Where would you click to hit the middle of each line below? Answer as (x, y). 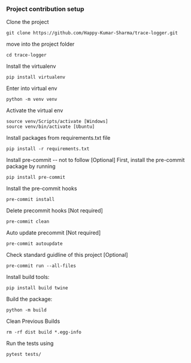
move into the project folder (40, 44)
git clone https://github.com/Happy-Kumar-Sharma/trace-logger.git (92, 33)
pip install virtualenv (36, 77)
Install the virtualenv (31, 66)
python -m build (26, 310)
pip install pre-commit (36, 178)
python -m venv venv (32, 100)
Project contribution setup (45, 9)
